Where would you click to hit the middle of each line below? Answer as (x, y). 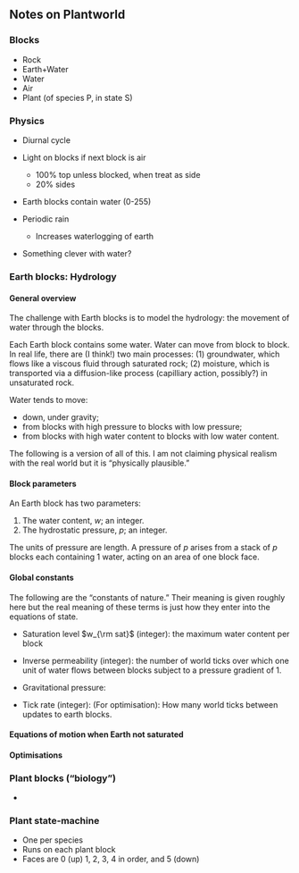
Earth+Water (45, 69)
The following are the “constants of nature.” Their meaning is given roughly (147, 597)
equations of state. (44, 617)
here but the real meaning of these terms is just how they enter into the (140, 607)
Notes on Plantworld (67, 15)
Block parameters (43, 483)
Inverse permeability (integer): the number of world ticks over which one (156, 660)
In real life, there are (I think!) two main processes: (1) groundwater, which (145, 354)
